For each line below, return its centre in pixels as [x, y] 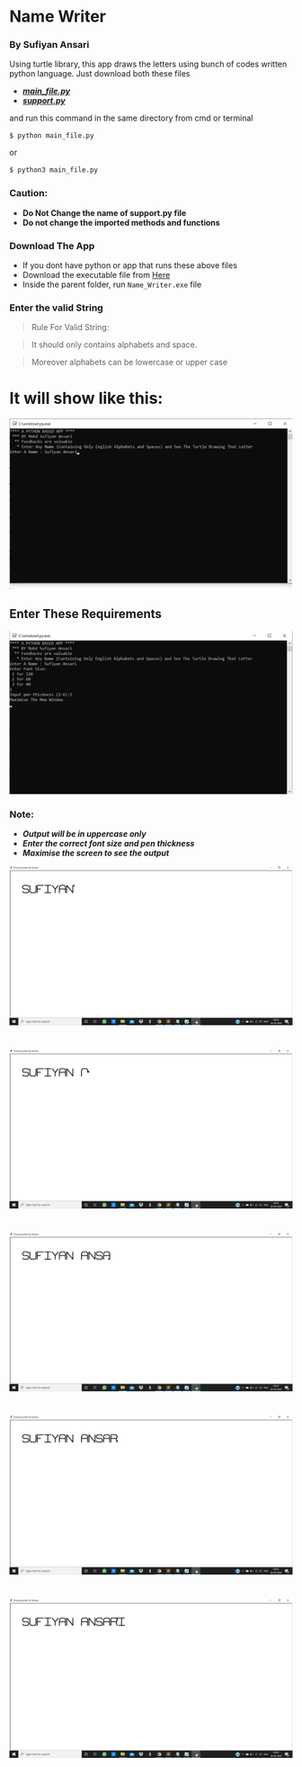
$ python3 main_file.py [54, 170]
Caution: [28, 193]
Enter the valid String [56, 308]
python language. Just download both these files [100, 74]
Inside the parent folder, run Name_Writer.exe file [112, 284]
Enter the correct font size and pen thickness [108, 844]
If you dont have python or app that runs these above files [130, 265]
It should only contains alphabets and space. [114, 345]
